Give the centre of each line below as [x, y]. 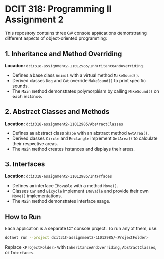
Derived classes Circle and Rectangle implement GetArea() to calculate [85, 138]
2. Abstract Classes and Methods [57, 112]
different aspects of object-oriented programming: [56, 38]
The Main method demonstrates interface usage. [61, 201]
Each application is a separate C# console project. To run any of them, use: [81, 229]
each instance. [27, 96]
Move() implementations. [37, 196]
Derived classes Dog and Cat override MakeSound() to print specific [79, 80]
